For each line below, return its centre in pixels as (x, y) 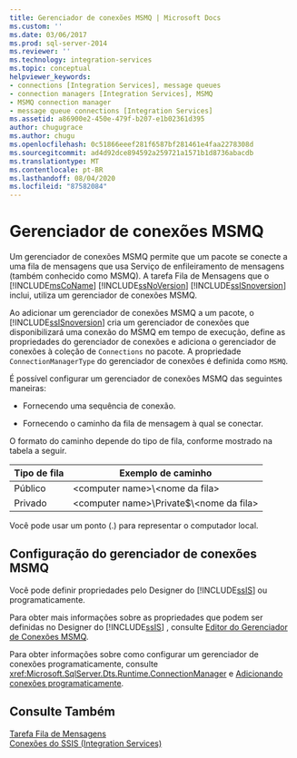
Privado (30, 503)
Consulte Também (63, 712)
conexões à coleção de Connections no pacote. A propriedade (125, 351)
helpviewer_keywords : (50, 77)
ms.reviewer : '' (40, 52)
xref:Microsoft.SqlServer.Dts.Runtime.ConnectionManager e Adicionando (146, 674)
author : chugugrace (46, 128)
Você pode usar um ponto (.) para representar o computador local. (134, 526)
